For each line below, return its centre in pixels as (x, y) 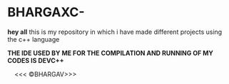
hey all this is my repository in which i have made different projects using (115, 32)
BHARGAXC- (46, 12)
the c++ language (34, 39)
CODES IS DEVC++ (36, 60)
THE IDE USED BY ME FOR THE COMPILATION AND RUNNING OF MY (111, 53)
